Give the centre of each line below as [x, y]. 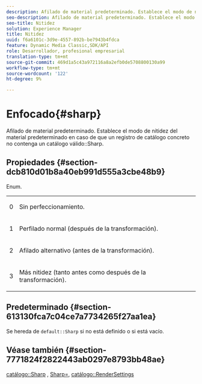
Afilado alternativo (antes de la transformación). [87, 250]
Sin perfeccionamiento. [52, 207]
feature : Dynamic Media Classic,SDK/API [58, 46]
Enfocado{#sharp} [54, 114]
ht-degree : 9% [24, 79]
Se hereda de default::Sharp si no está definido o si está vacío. [85, 331]
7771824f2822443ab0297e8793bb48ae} [86, 360]
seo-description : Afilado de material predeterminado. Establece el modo [101, 17]
